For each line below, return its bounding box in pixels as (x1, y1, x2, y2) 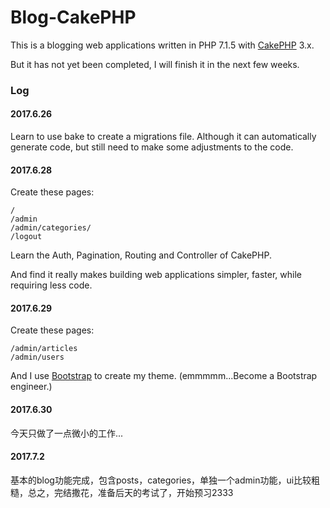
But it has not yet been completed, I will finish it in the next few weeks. (10, 58, 300, 70)
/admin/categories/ (10, 223, 92, 233)
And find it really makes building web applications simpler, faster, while (10, 269, 302, 281)
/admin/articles (10, 344, 78, 354)
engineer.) (10, 381, 53, 393)
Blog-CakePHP (10, 6, 137, 29)
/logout (10, 232, 43, 242)
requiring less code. (10, 279, 93, 291)
